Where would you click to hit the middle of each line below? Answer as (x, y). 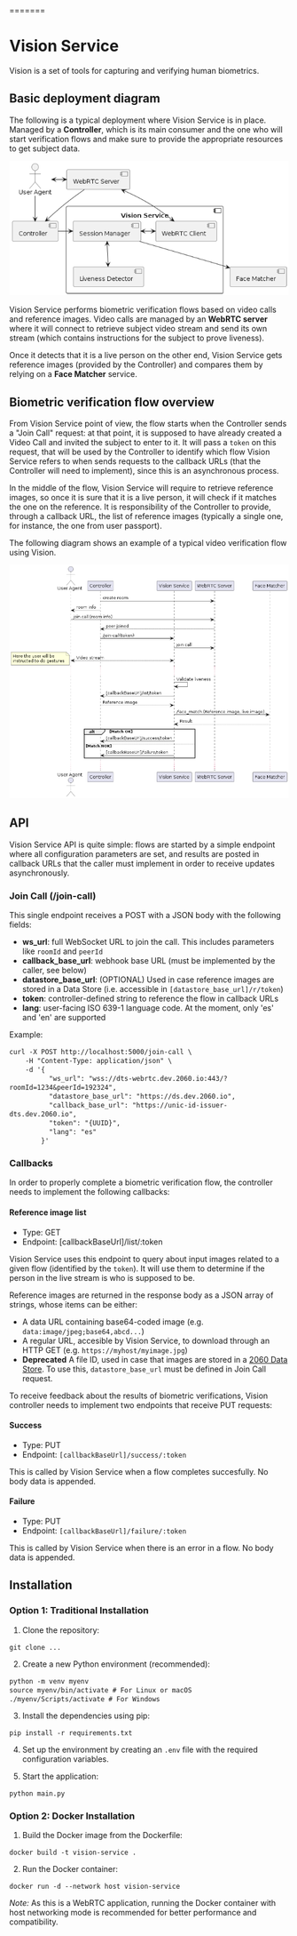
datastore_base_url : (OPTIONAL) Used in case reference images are (148, 980)
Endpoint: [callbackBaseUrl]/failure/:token (104, 1531)
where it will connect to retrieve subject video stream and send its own (138, 329)
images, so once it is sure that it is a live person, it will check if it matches (143, 497)
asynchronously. (39, 873)
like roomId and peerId (63, 951)
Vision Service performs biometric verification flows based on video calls (143, 310)
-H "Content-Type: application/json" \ (99, 1061)
